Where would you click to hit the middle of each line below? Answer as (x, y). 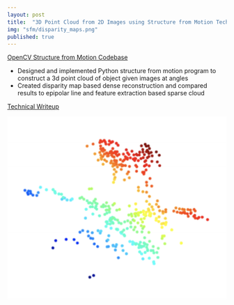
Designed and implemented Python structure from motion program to (117, 71)
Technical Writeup (33, 107)
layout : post (26, 15)
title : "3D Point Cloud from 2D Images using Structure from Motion (110, 22)
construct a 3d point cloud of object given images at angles (103, 78)
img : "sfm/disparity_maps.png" (53, 29)
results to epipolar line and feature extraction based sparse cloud (111, 93)
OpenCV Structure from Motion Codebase (68, 57)
